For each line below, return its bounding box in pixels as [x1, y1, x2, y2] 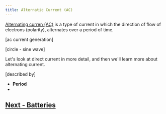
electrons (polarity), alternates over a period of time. [5, 26, 114, 33]
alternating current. [5, 61, 45, 67]
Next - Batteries [5, 101, 56, 109]
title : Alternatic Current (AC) [5, 7, 73, 13]
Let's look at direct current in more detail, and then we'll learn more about [5, 56, 157, 62]
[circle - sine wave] [5, 46, 45, 52]
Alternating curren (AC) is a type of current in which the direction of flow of [5, 21, 161, 27]
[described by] [5, 71, 36, 77]
